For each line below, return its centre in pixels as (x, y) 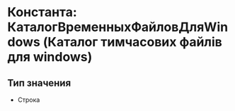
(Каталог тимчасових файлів (133, 42)
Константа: (42, 12)
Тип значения (39, 83)
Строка (29, 100)
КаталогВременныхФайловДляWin (118, 27)
